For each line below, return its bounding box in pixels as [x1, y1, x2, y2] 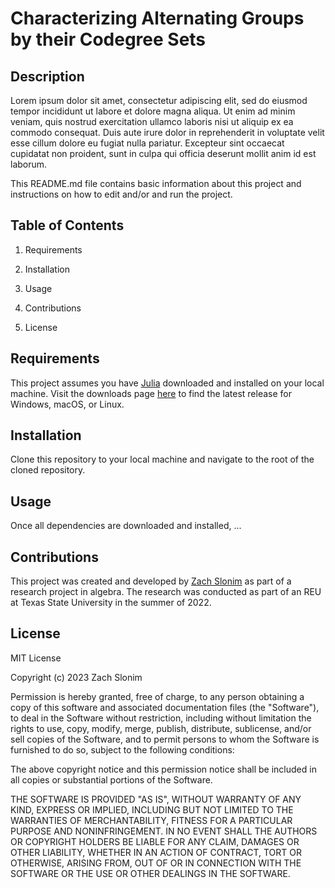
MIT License [10, 652, 62, 664]
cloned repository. [10, 464, 86, 476]
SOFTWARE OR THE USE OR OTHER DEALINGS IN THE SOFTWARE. [10, 867, 291, 879]
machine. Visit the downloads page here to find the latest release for [10, 387, 292, 399]
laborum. [10, 158, 48, 170]
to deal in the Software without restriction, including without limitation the [10, 712, 312, 724]
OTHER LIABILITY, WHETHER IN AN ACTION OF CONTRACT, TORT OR [10, 846, 302, 858]
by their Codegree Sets [10, 28, 207, 51]
